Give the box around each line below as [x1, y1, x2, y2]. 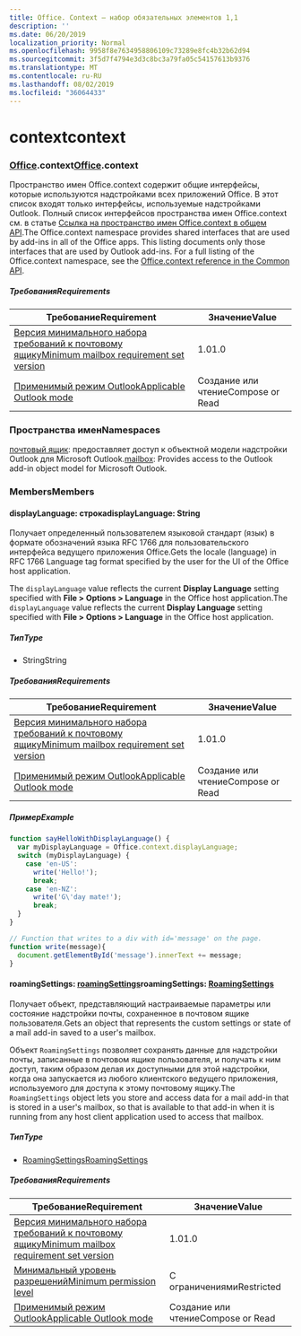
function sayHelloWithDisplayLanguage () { [9, 834, 170, 843]
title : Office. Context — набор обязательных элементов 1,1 [9, 13, 239, 22]
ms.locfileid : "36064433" [9, 88, 106, 97]
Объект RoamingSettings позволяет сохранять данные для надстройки [9, 1044, 278, 1055]
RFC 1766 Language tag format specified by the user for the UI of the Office [9, 556, 289, 567]
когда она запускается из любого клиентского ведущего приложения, [9, 1073, 279, 1084]
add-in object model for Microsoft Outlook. [9, 463, 168, 474]
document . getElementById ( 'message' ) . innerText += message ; [17, 950, 243, 960]
